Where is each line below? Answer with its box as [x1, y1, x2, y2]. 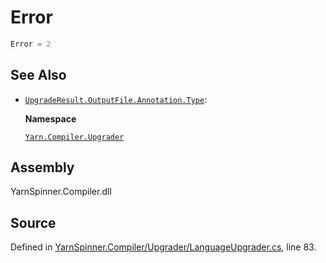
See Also [10, 67, 67, 84]
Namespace [24, 112, 77, 125]
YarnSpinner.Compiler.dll [10, 186, 112, 198]
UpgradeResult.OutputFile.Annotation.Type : [24, 93, 208, 105]
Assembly [10, 159, 75, 176]
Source [10, 214, 57, 231]
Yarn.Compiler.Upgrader [24, 132, 125, 142]
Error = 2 [10, 39, 52, 49]
